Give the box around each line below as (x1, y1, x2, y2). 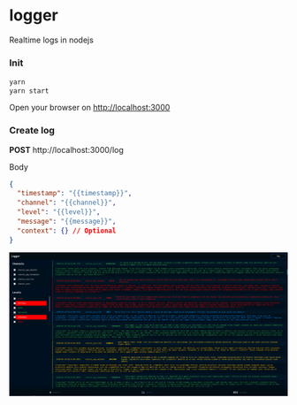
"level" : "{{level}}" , (17, 208, 101, 217)
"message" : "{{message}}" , (17, 218, 117, 226)
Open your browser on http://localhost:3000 (9, 103, 171, 113)
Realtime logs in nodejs (9, 34, 95, 45)
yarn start (9, 87, 49, 96)
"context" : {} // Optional (17, 226, 117, 235)
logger (9, 5, 59, 26)
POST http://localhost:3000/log (9, 144, 124, 155)
